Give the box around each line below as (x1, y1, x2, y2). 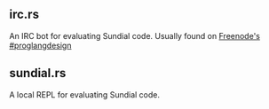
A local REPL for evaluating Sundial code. (9, 89, 160, 100)
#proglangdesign (9, 40, 72, 51)
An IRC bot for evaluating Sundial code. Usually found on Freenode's (9, 30, 260, 41)
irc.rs (9, 7, 40, 22)
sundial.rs (9, 66, 67, 81)
